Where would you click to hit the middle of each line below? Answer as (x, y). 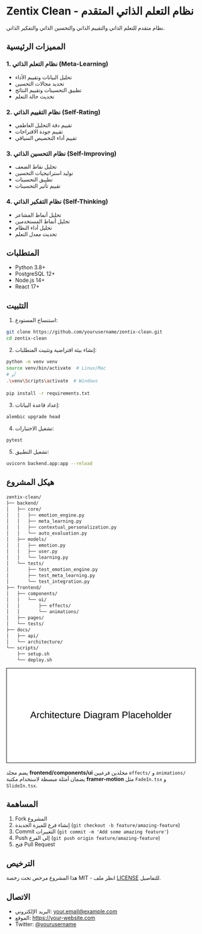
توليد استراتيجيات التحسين (44, 173)
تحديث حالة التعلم (35, 96)
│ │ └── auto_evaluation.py (47, 533)
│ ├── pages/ (25, 618)
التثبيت (17, 306)
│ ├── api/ (23, 636)
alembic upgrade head (33, 417)
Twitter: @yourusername (46, 924)
